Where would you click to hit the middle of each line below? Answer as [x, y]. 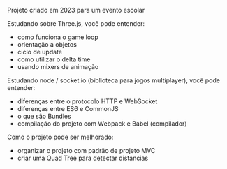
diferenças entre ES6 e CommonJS [68, 109]
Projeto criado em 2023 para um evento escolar [76, 10]
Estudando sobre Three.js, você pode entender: [76, 23]
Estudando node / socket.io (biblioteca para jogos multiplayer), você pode [113, 80]
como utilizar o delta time [54, 59]
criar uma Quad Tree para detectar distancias [83, 158]
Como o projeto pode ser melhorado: [60, 137]
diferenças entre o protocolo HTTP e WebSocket [87, 101]
